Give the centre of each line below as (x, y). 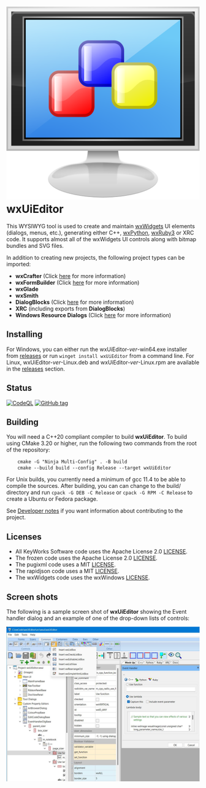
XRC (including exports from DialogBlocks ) (70, 308)
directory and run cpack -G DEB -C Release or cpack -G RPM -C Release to (100, 492)
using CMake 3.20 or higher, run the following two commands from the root (102, 443)
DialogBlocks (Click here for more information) (74, 302)
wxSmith (27, 295)
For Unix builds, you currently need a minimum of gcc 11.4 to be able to (96, 479)
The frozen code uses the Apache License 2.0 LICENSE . (86, 558)
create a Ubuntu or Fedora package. (52, 499)
